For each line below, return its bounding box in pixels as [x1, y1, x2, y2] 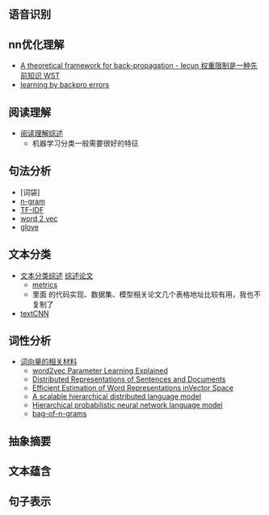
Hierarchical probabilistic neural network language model [32, 400, 224, 410]
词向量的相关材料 [19, 357, 78, 366]
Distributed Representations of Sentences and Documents [32, 374, 226, 384]
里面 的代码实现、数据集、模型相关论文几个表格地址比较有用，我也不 [32, 289, 261, 299]
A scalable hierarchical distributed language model [32, 391, 202, 402]
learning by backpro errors [19, 80, 110, 90]
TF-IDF [19, 205, 44, 214]
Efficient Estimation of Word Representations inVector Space [32, 383, 234, 393]
